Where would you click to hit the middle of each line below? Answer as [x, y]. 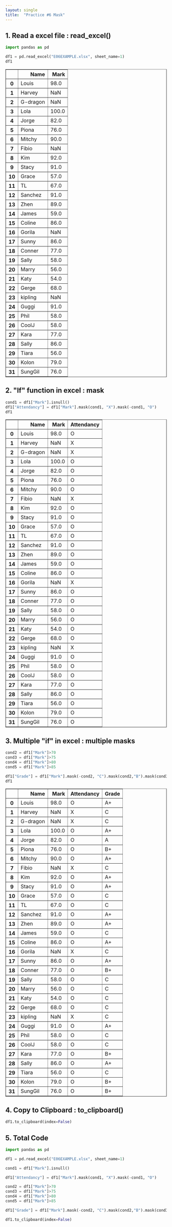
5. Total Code [27, 1138]
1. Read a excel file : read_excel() [58, 36]
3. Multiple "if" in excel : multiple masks [70, 741]
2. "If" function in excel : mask [55, 391]
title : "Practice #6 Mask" [35, 15]
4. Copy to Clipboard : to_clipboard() [64, 1110]
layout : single [21, 10]
